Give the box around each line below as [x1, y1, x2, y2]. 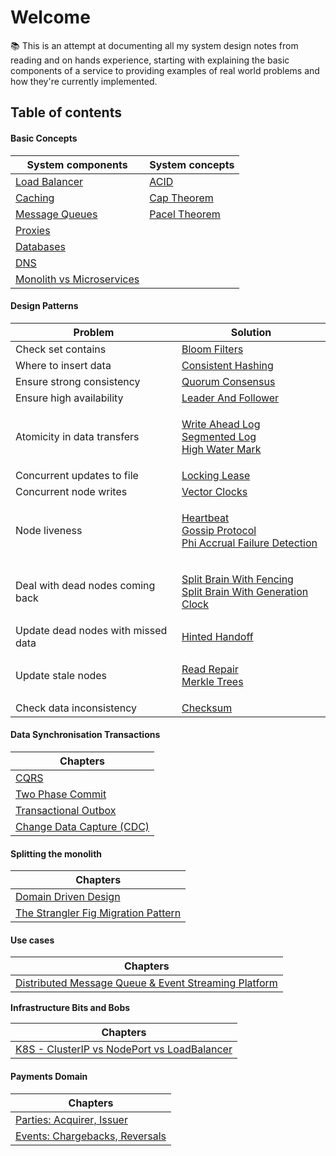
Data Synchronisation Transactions [10, 729, 161, 741]
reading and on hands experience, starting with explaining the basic [10, 54, 290, 66]
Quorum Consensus [181, 374, 276, 388]
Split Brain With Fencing [181, 572, 294, 586]
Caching [15, 191, 55, 205]
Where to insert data [15, 358, 112, 372]
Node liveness [15, 523, 83, 537]
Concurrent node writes [15, 484, 128, 498]
